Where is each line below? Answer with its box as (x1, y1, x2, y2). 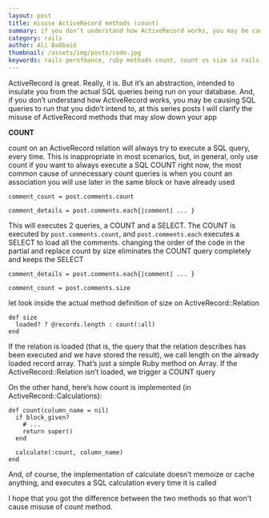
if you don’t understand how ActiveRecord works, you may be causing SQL (8, 95, 256, 105)
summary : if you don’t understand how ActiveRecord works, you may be (8, 26, 249, 34)
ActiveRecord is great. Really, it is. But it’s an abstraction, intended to (8, 78, 235, 88)
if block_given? (15, 413, 70, 421)
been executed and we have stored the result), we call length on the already (8, 349, 259, 360)
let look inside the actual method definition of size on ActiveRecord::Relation (8, 297, 260, 308)
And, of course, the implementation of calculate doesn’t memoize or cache (8, 469, 255, 479)
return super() (22, 427, 74, 436)
